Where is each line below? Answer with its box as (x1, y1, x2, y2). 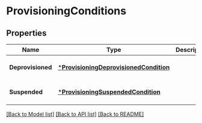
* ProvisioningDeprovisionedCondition (58, 63, 170, 71)
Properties (6, 28, 47, 38)
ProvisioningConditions (6, 4, 127, 18)
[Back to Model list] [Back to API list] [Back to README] (6, 110, 144, 118)
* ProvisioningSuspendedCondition (58, 88, 161, 96)
